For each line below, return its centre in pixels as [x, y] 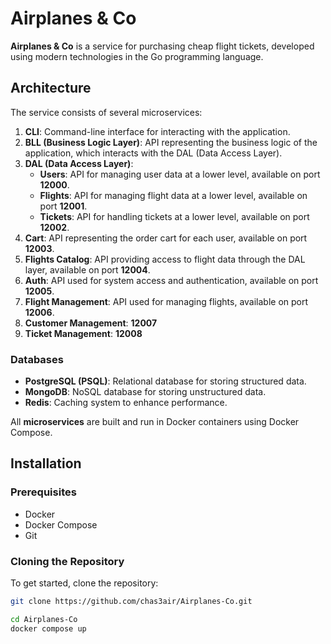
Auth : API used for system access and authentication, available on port [171, 280]
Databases [37, 359]
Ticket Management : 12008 [83, 333]
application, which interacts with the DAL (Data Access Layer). [153, 153]
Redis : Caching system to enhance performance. [126, 403]
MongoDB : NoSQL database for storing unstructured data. [145, 392]
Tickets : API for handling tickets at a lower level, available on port [174, 216]
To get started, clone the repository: [84, 583]
